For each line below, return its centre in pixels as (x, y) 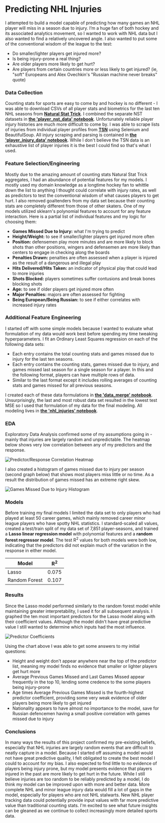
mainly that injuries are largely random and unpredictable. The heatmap (78, 439)
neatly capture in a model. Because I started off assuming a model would (79, 753)
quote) (19, 80)
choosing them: (21, 222)
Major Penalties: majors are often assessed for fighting (68, 294)
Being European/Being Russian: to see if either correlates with (76, 299)
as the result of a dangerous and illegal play (56, 263)
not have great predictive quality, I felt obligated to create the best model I (80, 758)
